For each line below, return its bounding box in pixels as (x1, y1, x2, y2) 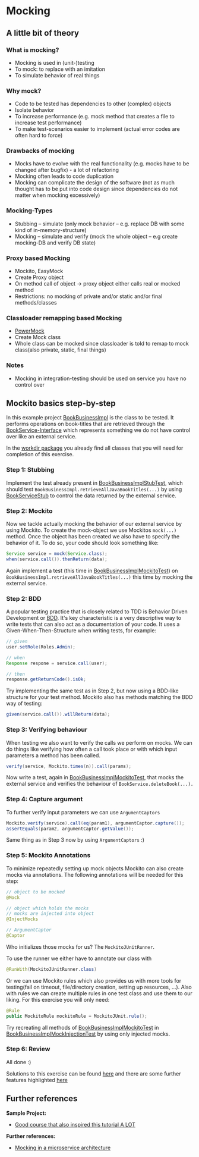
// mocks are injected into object (6, 911, 94, 917)
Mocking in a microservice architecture (14, 1144, 111, 1151)
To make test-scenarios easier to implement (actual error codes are (14, 126, 180, 133)
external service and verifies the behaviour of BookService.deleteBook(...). (6, 780, 194, 788)
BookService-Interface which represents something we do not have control (6, 427, 191, 434)
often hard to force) (14, 132, 63, 139)
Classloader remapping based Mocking (6, 313, 122, 322)
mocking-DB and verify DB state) (14, 239, 96, 246)
